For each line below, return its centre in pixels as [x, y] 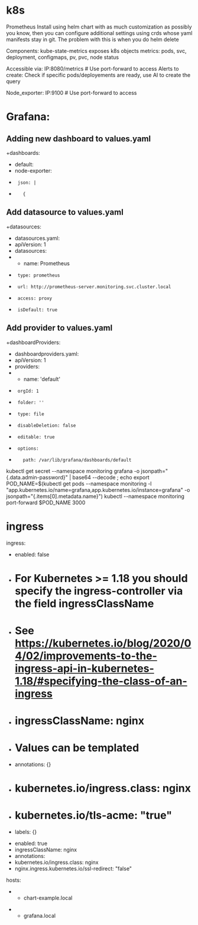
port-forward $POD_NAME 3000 [46, 503]
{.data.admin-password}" [37, 477]
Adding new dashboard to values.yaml [79, 139]
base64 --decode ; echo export [111, 477]
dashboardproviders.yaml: [47, 354]
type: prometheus [39, 275]
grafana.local [40, 916]
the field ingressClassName [84, 603]
